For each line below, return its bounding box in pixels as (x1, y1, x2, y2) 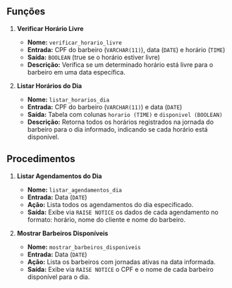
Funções (6, 6, 46, 18)
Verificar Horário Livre (16, 24, 84, 32)
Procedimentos (6, 153, 75, 165)
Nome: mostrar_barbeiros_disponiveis (27, 242, 142, 251)
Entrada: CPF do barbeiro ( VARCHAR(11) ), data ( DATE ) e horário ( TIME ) (27, 45, 226, 54)
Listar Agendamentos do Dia (16, 172, 102, 180)
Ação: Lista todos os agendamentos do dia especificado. (27, 200, 194, 208)
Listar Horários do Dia (16, 81, 83, 90)
